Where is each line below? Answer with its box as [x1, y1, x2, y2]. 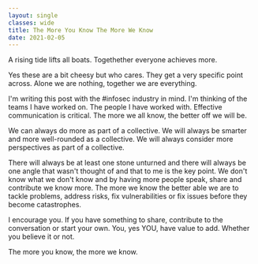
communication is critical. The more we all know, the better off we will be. [8, 111, 247, 121]
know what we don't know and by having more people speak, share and [8, 175, 242, 184]
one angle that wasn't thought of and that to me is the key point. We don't [8, 166, 248, 176]
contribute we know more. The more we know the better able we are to [8, 183, 239, 193]
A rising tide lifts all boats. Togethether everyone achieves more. [8, 55, 218, 65]
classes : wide [8, 19, 55, 27]
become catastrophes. [8, 200, 81, 210]
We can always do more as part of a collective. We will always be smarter [8, 126, 247, 136]
